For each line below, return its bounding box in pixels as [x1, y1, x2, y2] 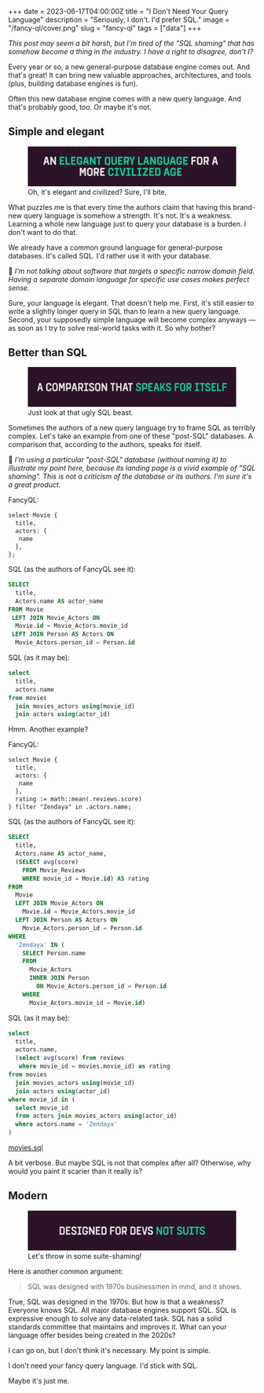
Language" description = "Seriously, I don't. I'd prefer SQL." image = [8, 15, 230, 24]
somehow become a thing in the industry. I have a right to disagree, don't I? [8, 47, 254, 56]
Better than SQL [8, 346, 88, 359]
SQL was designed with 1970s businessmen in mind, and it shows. [27, 1281, 242, 1291]
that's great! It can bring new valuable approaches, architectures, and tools [8, 71, 251, 79]
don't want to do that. [8, 227, 79, 236]
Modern [8, 1190, 48, 1203]
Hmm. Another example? [8, 724, 89, 734]
